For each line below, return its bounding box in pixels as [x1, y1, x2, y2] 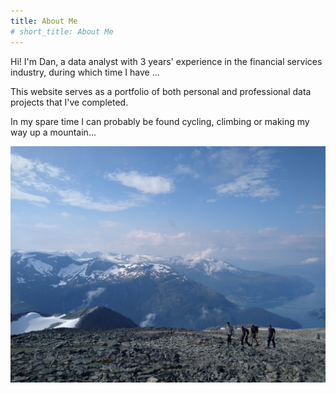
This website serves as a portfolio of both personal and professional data [10, 85, 312, 97]
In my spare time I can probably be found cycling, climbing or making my [10, 115, 310, 127]
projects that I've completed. [10, 96, 129, 108]
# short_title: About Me [10, 26, 114, 37]
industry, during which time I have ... [10, 66, 160, 78]
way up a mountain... [10, 126, 97, 138]
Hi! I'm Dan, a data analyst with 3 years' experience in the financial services [10, 55, 323, 67]
